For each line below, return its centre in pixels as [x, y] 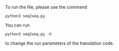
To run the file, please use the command [46, 7]
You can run [18, 25]
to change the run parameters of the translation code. [60, 43]
